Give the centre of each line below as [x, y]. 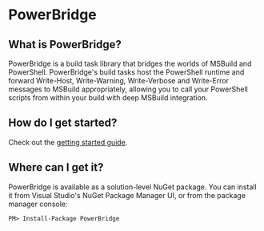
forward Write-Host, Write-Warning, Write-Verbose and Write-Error [119, 81]
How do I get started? [63, 123]
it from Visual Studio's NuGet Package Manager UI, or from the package [127, 195]
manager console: [38, 204]
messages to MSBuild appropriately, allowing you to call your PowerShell [128, 89]
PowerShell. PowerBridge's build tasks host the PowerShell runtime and [126, 72]
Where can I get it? [56, 167]
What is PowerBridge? [65, 45]
